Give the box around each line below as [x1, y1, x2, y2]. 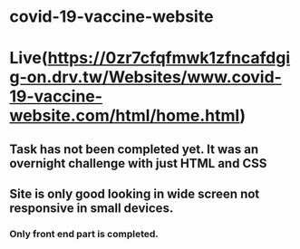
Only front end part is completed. [9, 228, 159, 241]
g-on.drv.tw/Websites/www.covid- [9, 67, 283, 88]
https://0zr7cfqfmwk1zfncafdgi [47, 48, 291, 69]
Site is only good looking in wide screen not [9, 187, 260, 202]
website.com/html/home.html [9, 106, 240, 126]
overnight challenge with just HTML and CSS [9, 156, 267, 171]
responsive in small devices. [9, 201, 174, 216]
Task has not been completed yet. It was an [9, 141, 259, 157]
